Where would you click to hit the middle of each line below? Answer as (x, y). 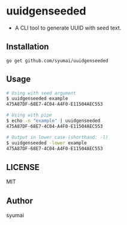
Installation (28, 47)
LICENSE (23, 167)
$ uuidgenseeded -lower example (46, 143)
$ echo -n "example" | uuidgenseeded (53, 121)
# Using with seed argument (41, 93)
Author (19, 201)
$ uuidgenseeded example (37, 99)
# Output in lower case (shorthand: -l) (58, 137)
